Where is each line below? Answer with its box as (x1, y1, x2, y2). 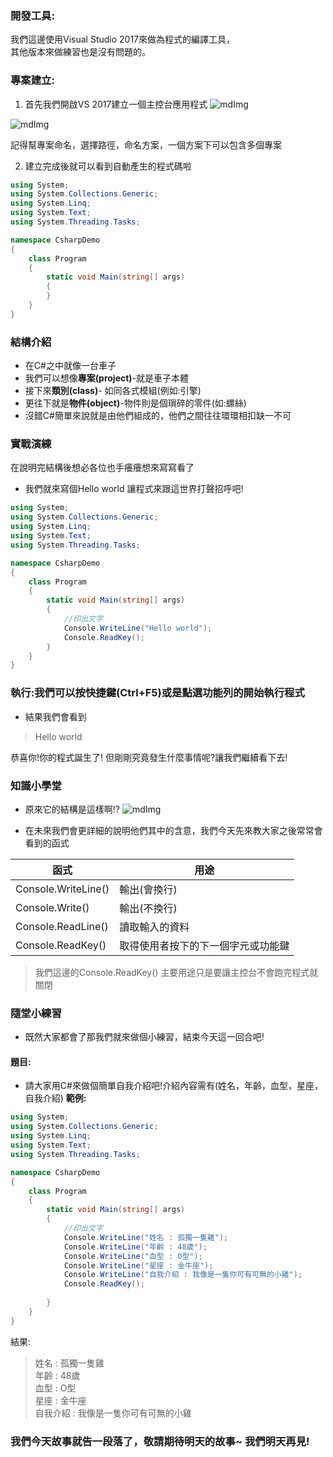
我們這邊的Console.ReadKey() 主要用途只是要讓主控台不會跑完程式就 (34, 966, 319, 978)
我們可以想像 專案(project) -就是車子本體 (24, 372, 190, 384)
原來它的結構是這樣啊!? (24, 803, 120, 815)
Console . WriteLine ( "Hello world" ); (63, 623, 213, 633)
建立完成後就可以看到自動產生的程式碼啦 (24, 160, 192, 172)
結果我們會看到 (24, 710, 87, 722)
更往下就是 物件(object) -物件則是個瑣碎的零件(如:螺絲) (24, 397, 247, 409)
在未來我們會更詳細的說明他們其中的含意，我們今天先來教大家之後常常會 (24, 824, 323, 836)
